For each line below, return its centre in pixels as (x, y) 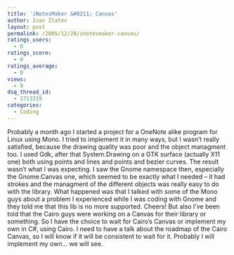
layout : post (26, 27)
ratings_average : (33, 66)
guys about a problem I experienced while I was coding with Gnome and (112, 199)
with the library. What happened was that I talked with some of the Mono (112, 191)
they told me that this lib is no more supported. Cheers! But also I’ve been (113, 206)
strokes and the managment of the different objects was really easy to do (113, 184)
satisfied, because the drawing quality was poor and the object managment (117, 146)
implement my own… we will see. (55, 244)
